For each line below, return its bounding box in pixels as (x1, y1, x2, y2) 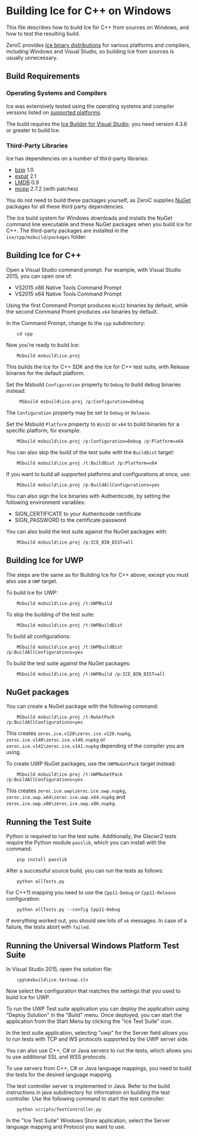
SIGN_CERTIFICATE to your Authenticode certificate (14, 510, 141, 517)
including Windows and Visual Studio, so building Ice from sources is (6, 47, 174, 54)
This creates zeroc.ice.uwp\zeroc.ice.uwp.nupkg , (6, 787, 127, 794)
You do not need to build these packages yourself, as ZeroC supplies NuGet (6, 197, 191, 204)
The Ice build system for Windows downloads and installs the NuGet (6, 214, 173, 222)
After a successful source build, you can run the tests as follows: (6, 867, 164, 874)
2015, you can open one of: (6, 272, 73, 280)
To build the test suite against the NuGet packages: (6, 659, 131, 667)
